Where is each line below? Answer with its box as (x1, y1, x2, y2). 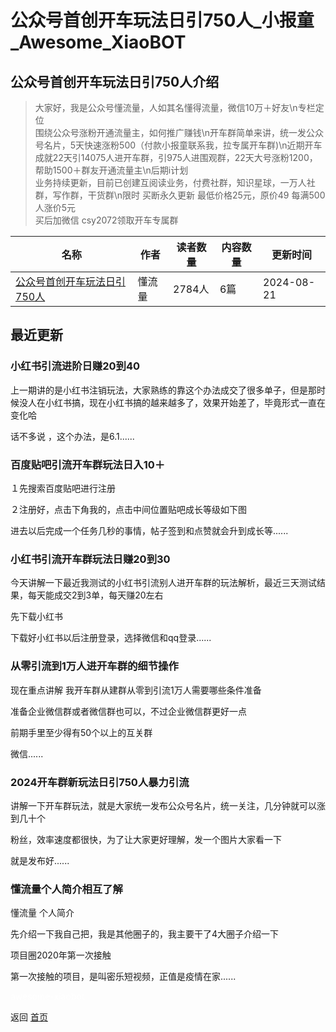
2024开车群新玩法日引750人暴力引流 (10, 775, 190, 789)
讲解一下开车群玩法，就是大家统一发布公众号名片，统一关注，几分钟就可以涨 (10, 799, 326, 811)
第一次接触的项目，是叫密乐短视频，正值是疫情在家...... (10, 971, 237, 983)
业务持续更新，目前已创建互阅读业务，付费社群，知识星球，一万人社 (34, 177, 316, 188)
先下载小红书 (10, 611, 63, 623)
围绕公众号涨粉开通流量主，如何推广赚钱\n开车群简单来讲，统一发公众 (34, 127, 325, 138)
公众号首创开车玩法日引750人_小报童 (10, 9, 315, 32)
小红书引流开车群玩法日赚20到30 (10, 552, 171, 566)
